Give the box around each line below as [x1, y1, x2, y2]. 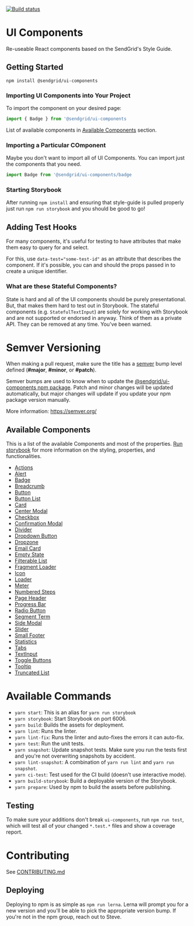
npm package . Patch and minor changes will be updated [37, 384, 174, 391]
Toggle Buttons [14, 657, 51, 664]
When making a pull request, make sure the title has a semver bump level [6, 360, 182, 367]
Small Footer [14, 632, 45, 639]
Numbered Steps [14, 588, 56, 595]
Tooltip [14, 663, 32, 670]
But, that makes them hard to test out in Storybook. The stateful [6, 302, 160, 309]
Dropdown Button [14, 532, 57, 539]
